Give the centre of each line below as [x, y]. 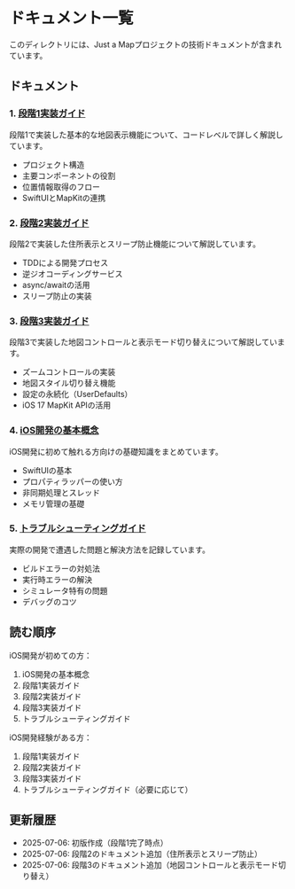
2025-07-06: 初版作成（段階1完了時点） [95, 843]
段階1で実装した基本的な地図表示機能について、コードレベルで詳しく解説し [146, 135]
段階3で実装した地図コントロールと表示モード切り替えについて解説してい [143, 342]
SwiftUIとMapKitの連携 [64, 198]
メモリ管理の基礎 [53, 503]
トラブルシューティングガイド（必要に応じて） [107, 789]
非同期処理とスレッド [61, 492]
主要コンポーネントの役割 [69, 175]
